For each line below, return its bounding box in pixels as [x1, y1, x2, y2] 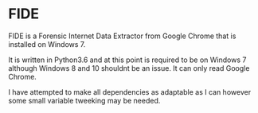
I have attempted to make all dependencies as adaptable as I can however [8, 87, 252, 96]
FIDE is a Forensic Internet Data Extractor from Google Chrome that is [8, 31, 236, 41]
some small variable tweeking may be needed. [8, 95, 161, 105]
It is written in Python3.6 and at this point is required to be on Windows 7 [8, 55, 247, 64]
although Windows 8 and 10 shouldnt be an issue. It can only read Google [8, 63, 250, 72]
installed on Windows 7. [8, 39, 86, 49]
